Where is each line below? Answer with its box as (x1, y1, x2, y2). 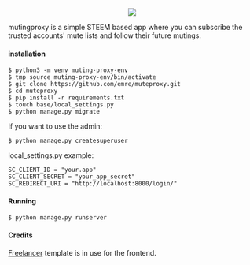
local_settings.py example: (8, 151, 94, 160)
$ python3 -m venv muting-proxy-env (8, 66, 128, 74)
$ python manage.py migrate (8, 108, 101, 116)
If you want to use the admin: (8, 121, 103, 131)
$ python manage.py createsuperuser (8, 137, 128, 145)
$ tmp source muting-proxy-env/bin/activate (8, 73, 156, 81)
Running (8, 196, 37, 206)
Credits (8, 230, 33, 240)
